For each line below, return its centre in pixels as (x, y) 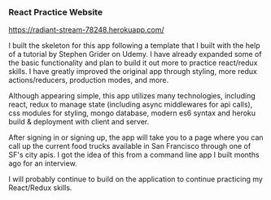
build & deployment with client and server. (79, 122)
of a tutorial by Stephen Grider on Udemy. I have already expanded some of (135, 54)
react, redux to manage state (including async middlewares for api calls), (131, 105)
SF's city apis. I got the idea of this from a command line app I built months (134, 155)
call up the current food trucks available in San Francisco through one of (130, 146)
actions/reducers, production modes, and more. (89, 80)
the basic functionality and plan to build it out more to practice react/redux (133, 63)
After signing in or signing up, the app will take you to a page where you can (136, 137)
